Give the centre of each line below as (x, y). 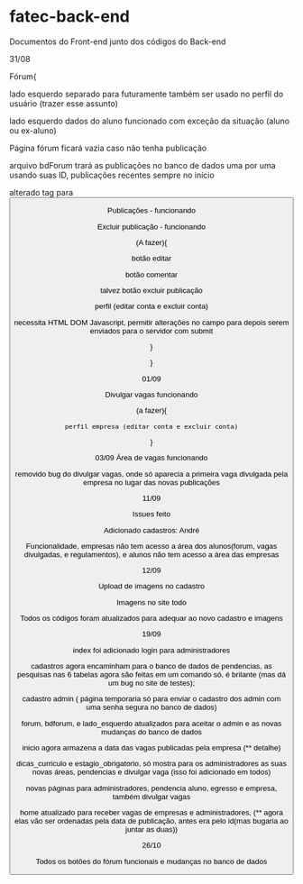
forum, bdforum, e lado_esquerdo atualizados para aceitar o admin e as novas (151, 723)
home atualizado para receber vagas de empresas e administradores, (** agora (151, 813)
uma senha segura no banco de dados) (151, 708)
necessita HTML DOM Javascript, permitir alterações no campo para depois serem (151, 322)
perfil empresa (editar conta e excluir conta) (151, 426)
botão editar (151, 259)
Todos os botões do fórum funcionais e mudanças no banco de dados (151, 861)
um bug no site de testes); (151, 684)
